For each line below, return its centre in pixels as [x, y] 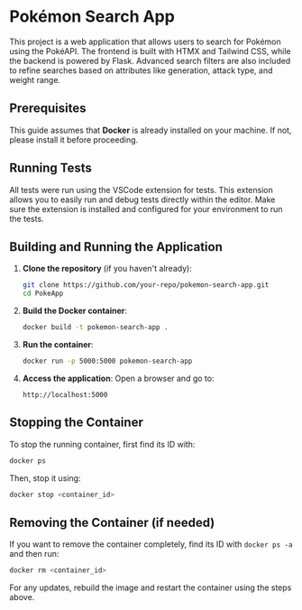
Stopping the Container [77, 423]
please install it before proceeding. [74, 139]
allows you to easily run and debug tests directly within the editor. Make [142, 199]
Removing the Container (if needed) [112, 522]
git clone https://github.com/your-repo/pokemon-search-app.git [146, 285]
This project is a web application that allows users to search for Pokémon [145, 42]
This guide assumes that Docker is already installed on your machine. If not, [151, 130]
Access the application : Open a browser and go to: [118, 378]
